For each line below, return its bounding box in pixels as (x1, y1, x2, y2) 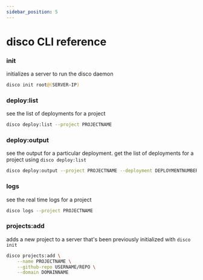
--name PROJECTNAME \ (17, 258, 71, 264)
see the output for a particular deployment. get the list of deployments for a (6, 149, 194, 157)
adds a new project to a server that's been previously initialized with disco (6, 235, 191, 243)
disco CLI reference (6, 34, 107, 48)
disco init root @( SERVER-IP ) (6, 82, 80, 88)
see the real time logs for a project (6, 196, 92, 203)
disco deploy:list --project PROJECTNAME (6, 122, 112, 128)
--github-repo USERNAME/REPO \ (17, 264, 96, 270)
